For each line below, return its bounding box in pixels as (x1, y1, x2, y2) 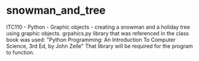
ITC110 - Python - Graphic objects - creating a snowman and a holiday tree (6, 23, 190, 30)
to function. (6, 48, 35, 56)
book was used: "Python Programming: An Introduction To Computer (6, 36, 176, 43)
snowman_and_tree (6, 4, 106, 17)
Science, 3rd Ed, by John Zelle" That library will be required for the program (6, 42, 193, 50)
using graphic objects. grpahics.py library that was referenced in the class (6, 29, 189, 36)
